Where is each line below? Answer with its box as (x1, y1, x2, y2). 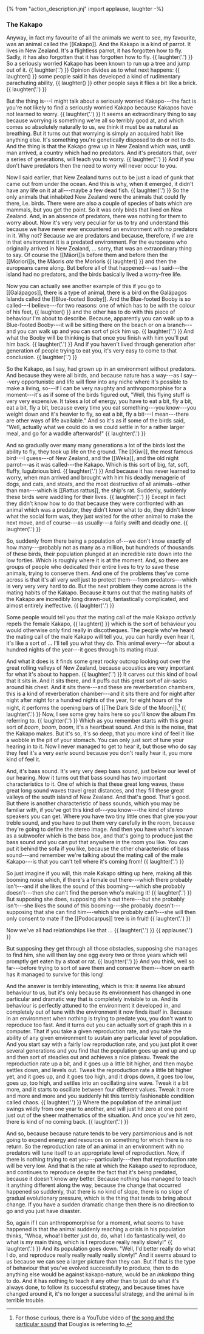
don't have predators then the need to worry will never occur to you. (6, 162, 177, 170)
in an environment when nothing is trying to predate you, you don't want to (6, 1014, 193, 1022)
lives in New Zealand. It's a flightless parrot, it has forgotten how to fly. (6, 47, 183, 54)
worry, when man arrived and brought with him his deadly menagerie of (6, 474, 186, 481)
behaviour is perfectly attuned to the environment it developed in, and (6, 1002, 181, 1009)
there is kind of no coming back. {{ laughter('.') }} (6, 1118, 129, 1125)
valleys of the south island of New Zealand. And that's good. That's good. (6, 793, 191, 800)
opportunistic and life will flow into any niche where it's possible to (21, 378, 188, 385)
